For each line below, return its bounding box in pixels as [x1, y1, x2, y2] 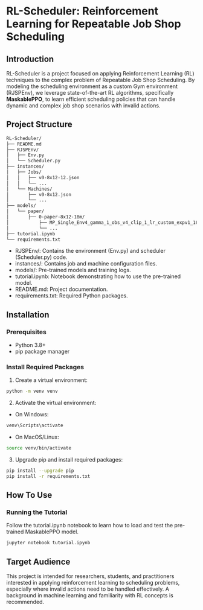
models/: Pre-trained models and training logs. [14, 267, 131, 274]
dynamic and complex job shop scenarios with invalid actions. [6, 102, 161, 109]
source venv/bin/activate [6, 445, 71, 451]
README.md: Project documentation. [14, 285, 108, 293]
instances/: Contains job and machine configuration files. [14, 260, 158, 267]
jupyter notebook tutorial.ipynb [6, 540, 91, 546]
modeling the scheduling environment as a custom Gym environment [6, 83, 178, 90]
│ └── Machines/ [6, 186, 53, 192]
